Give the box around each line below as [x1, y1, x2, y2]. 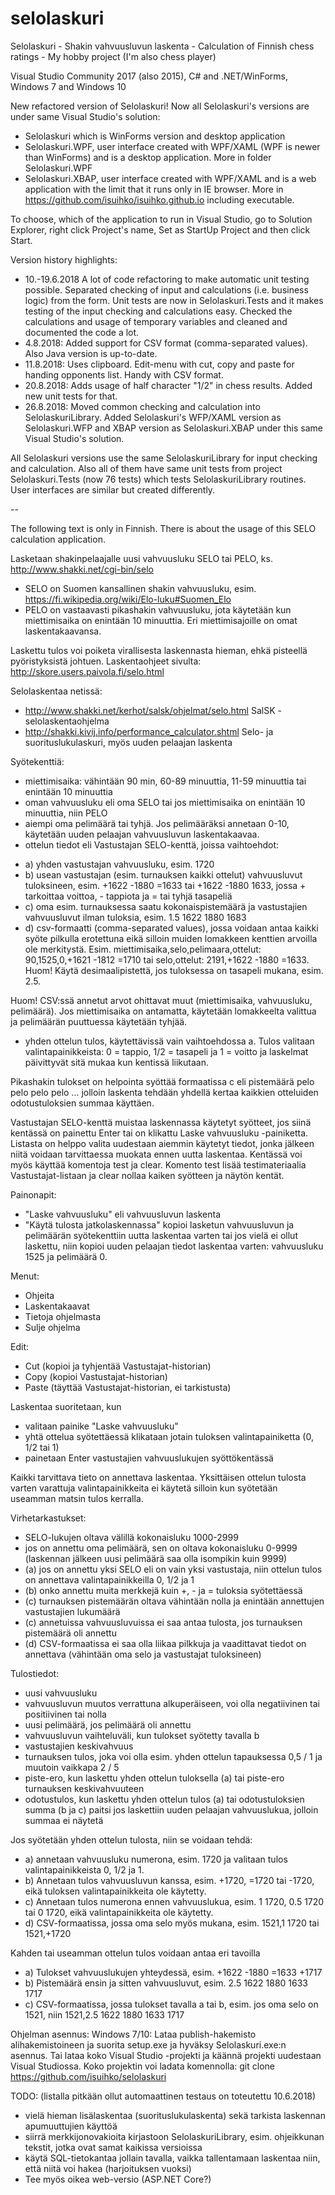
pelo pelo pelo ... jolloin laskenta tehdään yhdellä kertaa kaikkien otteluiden [10, 1086, 319, 1098]
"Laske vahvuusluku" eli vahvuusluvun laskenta [24, 1208, 222, 1220]
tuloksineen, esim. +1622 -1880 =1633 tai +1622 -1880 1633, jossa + [24, 879, 307, 891]
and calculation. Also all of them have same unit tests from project [10, 462, 283, 474]
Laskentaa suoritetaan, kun [10, 1400, 122, 1412]
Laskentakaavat [24, 1300, 90, 1312]
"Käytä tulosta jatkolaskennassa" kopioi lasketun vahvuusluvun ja [24, 1218, 295, 1231]
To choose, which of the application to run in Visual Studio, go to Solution [10, 213, 313, 225]
